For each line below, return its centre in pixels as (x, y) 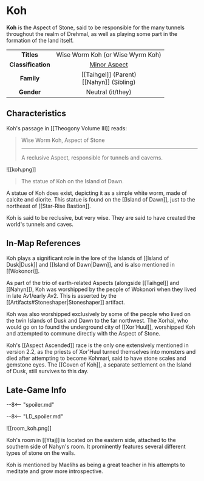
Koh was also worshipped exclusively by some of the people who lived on (99, 314)
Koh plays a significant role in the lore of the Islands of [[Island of (88, 258)
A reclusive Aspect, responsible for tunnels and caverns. (92, 157)
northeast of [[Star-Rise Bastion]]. (49, 206)
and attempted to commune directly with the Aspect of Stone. (83, 333)
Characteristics (36, 114)
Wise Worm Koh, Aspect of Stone (63, 140)
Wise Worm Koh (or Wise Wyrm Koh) (109, 54)
